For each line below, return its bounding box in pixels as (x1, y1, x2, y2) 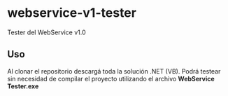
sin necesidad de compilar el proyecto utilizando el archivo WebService (7, 74, 215, 83)
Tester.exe (7, 82, 39, 90)
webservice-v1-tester (7, 5, 136, 21)
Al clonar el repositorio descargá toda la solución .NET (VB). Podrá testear (7, 67, 221, 75)
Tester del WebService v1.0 (7, 28, 86, 36)
